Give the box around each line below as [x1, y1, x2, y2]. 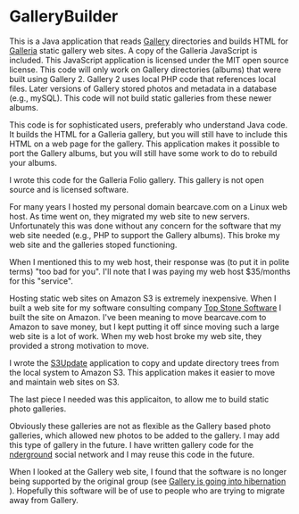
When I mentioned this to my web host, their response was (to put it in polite [9, 256, 290, 267]
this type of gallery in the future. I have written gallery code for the [9, 439, 254, 450]
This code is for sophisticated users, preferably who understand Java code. [9, 119, 288, 130]
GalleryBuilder [9, 6, 119, 27]
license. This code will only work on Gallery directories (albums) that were [9, 64, 282, 75]
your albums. [9, 157, 58, 168]
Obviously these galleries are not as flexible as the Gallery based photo [9, 420, 271, 431]
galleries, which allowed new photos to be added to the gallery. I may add [9, 430, 280, 441]
